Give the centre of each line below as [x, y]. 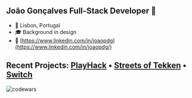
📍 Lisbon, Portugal [38, 25]
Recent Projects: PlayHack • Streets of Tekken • [96, 66]
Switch [19, 75]
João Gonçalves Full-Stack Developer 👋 [81, 11]
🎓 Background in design [46, 32]
